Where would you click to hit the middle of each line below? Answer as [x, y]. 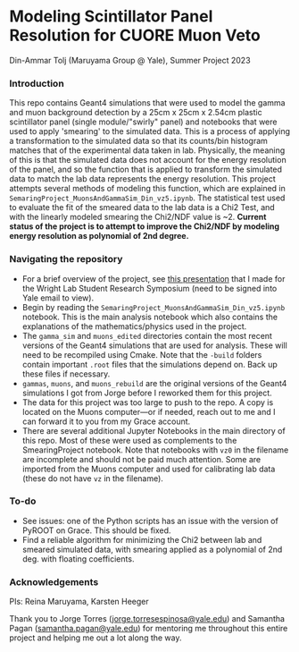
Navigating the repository [66, 259]
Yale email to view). [58, 298]
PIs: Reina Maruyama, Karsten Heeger [79, 602]
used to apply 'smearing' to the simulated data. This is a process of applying [150, 131]
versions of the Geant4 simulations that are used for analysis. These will [154, 345]
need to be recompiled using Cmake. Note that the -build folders [142, 354]
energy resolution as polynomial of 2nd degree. [99, 236]
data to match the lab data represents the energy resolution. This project [143, 179]
